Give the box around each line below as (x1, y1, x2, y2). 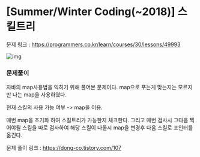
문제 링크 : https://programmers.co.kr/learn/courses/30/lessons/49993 (6, 41, 181, 48)
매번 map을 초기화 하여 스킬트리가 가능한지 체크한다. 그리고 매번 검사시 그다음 (6, 117, 189, 124)
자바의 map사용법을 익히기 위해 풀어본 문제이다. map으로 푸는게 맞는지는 (6, 84, 177, 91)
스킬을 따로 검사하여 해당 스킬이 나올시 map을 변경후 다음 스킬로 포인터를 (22, 124, 193, 131)
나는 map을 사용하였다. (12, 91, 67, 98)
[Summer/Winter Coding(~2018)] (6, 5, 175, 19)
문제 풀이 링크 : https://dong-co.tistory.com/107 (6, 144, 122, 152)
